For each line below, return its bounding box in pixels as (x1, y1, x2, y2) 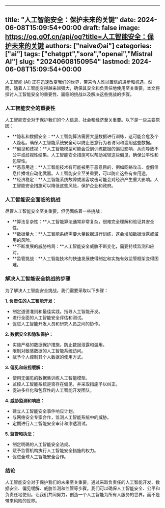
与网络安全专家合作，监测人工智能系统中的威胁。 (12, 414, 111, 420)
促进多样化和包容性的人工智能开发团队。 (12, 387, 94, 393)
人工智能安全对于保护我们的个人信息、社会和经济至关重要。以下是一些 (5, 117, 147, 123)
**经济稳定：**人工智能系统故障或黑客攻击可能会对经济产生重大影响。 (12, 177, 155, 183)
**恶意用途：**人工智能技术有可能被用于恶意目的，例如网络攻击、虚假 (12, 164, 155, 170)
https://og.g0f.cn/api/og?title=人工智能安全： (5, 32, 147, 41)
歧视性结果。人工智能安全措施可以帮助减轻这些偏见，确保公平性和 (25, 152, 159, 158)
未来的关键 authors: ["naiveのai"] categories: (11, 42, 152, 50)
